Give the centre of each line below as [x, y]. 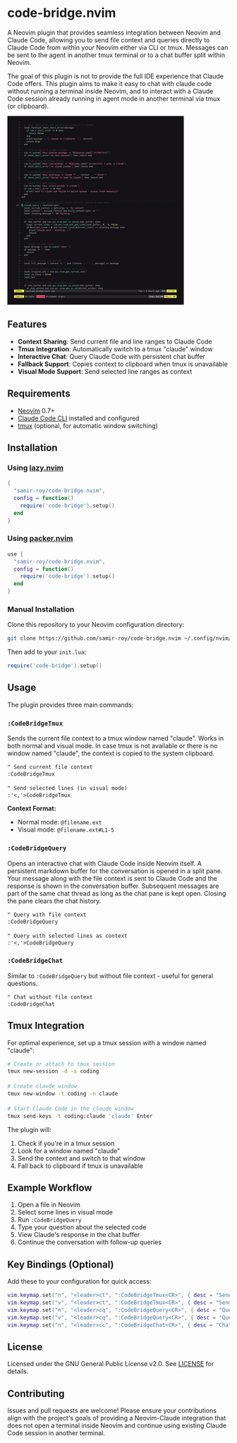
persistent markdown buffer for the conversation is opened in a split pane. [115, 871]
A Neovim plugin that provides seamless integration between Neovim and [114, 32]
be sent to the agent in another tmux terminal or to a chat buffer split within [116, 55]
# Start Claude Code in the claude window [71, 1109]
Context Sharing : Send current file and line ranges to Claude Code [115, 341]
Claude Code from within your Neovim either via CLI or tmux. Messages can [118, 47]
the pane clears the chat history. [54, 901]
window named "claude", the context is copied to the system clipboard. [111, 753]
